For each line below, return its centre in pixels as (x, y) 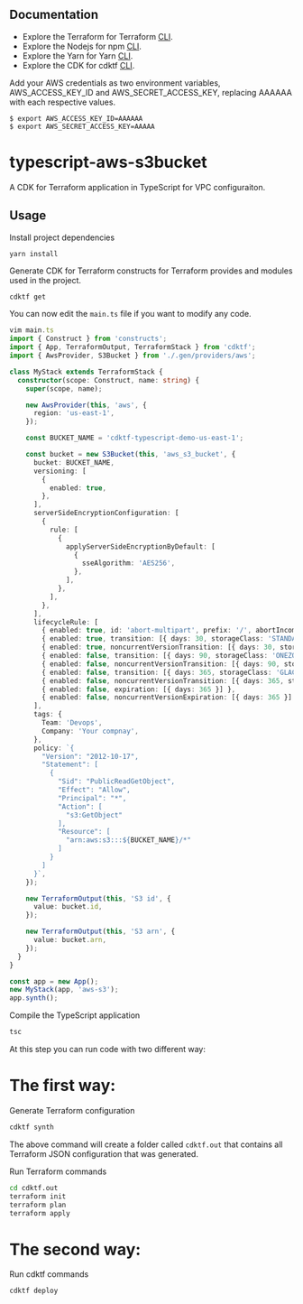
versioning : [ (60, 471)
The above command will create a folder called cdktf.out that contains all (146, 1144)
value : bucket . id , (68, 907)
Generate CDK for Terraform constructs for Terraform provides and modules (151, 271)
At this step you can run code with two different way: (107, 1050)
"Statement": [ (70, 765)
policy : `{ (54, 748)
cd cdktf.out (34, 1188)
